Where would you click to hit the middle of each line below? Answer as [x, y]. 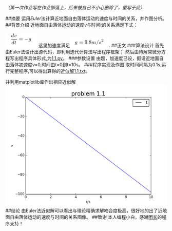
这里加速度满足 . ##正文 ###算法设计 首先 [101, 45]
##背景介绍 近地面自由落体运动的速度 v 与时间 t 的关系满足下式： [72, 25]
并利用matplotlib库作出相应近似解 [41, 82]
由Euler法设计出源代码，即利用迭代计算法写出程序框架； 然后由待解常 [79, 52]
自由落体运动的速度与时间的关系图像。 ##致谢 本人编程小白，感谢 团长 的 [86, 217]
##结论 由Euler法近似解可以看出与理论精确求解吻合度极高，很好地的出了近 [84, 210]
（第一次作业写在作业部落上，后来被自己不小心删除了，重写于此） [75, 7]
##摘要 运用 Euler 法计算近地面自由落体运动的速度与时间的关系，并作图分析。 [86, 18]
